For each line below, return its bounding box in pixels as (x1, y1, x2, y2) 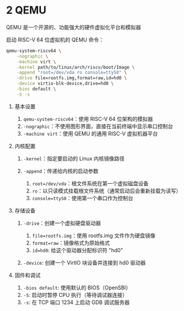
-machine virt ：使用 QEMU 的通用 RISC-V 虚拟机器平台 (23, 130, 158, 137)
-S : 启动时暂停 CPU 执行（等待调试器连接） (23, 291, 128, 298)
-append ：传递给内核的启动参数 (23, 167, 98, 174)
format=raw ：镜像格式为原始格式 (32, 239, 110, 246)
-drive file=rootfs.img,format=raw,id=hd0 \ (16, 75, 127, 81)
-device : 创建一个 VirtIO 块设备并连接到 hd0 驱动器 (23, 259, 146, 266)
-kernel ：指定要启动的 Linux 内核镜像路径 (23, 155, 125, 162)
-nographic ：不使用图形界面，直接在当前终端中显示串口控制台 (23, 123, 173, 130)
